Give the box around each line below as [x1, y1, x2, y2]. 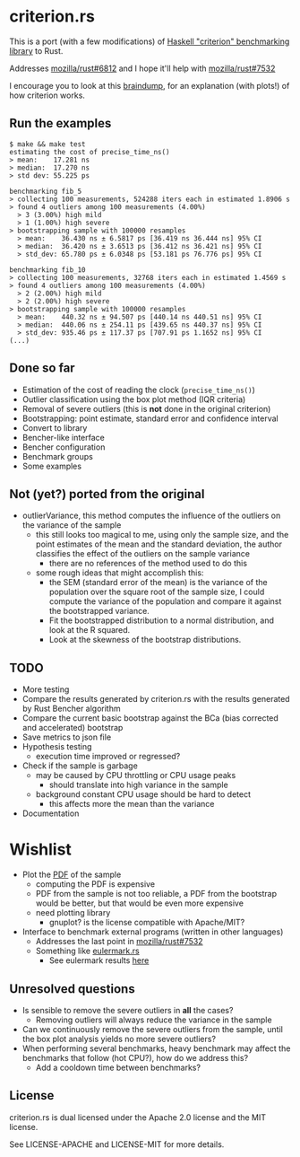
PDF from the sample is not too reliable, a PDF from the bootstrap [35, 889, 278, 899]
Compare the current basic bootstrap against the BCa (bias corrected [21, 713, 279, 723]
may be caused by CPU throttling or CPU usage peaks [35, 770, 236, 781]
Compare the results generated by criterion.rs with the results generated [21, 694, 290, 705]
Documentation [21, 808, 80, 819]
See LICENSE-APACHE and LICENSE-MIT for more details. [9, 1138, 225, 1150]
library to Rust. [9, 45, 64, 56]
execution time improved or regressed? [35, 751, 181, 762]
